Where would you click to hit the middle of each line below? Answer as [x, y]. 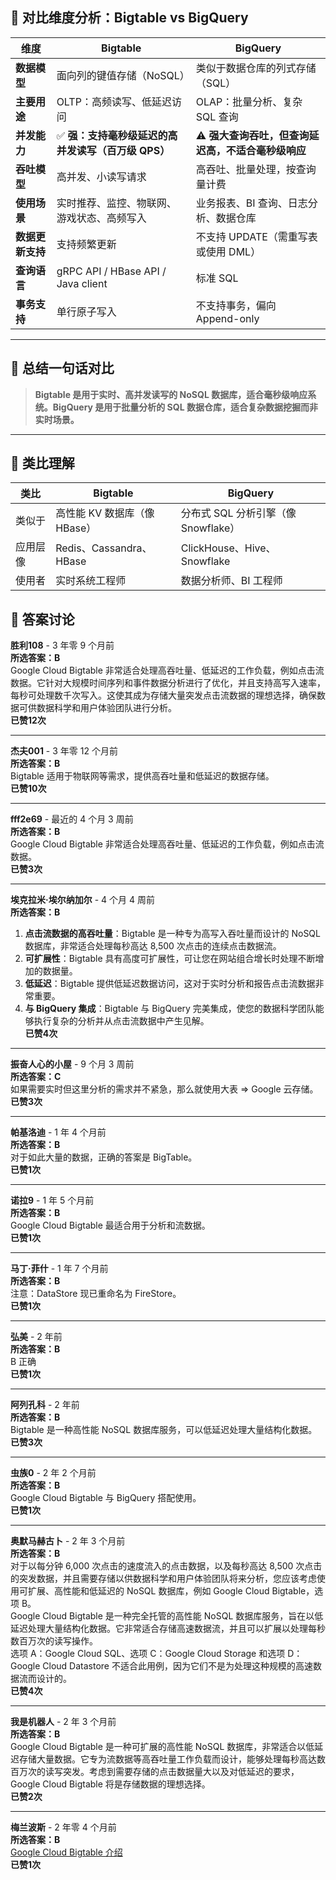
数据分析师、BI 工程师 [231, 581]
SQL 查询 [217, 116]
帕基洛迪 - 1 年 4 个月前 [58, 1132]
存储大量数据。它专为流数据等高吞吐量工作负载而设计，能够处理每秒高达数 [172, 1759]
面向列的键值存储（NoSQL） [123, 75]
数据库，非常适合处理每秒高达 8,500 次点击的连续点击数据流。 [153, 946]
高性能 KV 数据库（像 [105, 513]
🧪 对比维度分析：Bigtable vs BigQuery [129, 18]
